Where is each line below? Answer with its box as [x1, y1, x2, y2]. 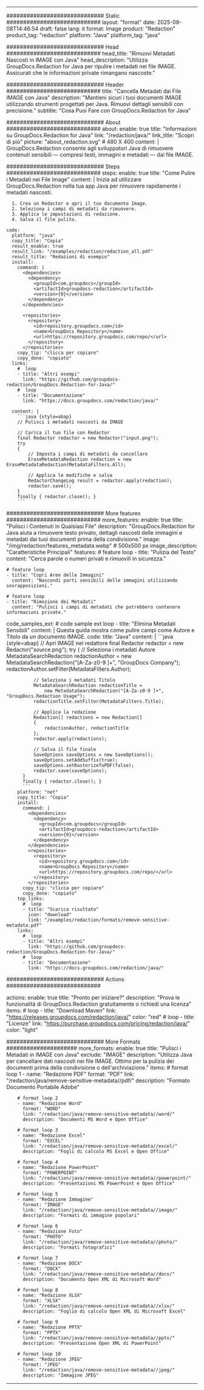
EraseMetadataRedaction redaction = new [28, 456, 132, 462]
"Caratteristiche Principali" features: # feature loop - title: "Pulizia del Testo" [6, 549, 197, 556]
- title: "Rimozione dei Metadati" [6, 599, 97, 605]
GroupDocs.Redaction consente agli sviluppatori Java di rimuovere [6, 144, 174, 152]
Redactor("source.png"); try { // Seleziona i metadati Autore [6, 646, 156, 653]
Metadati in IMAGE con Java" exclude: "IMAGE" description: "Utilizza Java [6, 1051, 192, 1058]
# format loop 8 [17, 1287, 59, 1293]
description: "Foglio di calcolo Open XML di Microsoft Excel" [22, 1308, 186, 1314]
